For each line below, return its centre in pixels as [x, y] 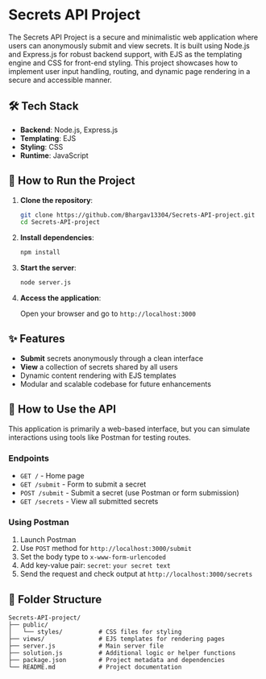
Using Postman [39, 522]
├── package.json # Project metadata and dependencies [117, 660]
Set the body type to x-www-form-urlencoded [93, 557]
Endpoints [29, 458]
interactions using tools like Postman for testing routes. [100, 437]
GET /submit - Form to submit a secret [83, 484]
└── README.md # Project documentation [95, 667]
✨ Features [37, 339]
